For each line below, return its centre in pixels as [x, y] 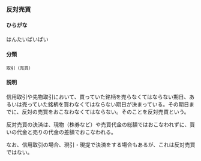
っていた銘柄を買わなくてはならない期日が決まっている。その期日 [108, 104]
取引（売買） [20, 68]
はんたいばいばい [27, 40]
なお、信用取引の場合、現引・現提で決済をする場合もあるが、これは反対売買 [101, 144]
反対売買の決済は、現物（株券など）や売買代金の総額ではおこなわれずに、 [98, 124]
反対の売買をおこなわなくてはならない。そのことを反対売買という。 [106, 111]
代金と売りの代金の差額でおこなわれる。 [67, 132]
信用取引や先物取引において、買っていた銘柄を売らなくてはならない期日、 [98, 96]
